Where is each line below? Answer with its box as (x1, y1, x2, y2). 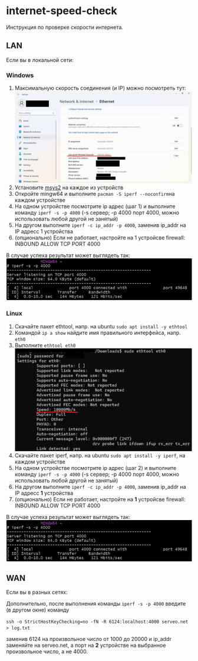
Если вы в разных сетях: (6, 588, 68, 596)
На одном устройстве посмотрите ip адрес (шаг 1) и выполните (14, 203, 176, 210)
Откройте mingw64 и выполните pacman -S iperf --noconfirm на (14, 190, 175, 198)
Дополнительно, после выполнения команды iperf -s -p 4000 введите (6, 600, 186, 607)
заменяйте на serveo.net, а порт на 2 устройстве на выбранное (6, 642, 166, 649)
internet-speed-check (6, 4, 118, 18)
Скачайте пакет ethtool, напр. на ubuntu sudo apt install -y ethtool (14, 323, 188, 330)
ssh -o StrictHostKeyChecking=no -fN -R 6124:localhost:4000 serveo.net (6, 619, 189, 625)
